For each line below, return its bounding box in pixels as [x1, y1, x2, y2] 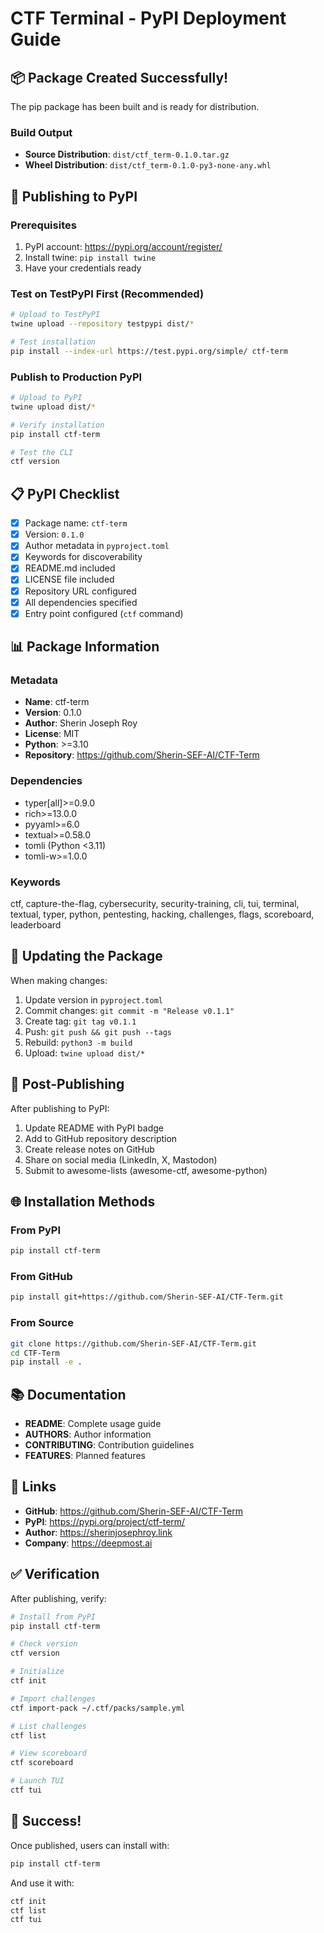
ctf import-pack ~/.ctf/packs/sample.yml [10, 1703, 186, 1713]
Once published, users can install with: [10, 1839, 170, 1851]
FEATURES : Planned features [24, 1450, 146, 1462]
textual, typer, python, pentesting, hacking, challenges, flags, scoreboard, [10, 908, 315, 920]
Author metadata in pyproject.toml [24, 540, 170, 552]
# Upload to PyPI [10, 393, 83, 403]
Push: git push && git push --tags [24, 1025, 172, 1037]
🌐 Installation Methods [10, 1193, 156, 1210]
